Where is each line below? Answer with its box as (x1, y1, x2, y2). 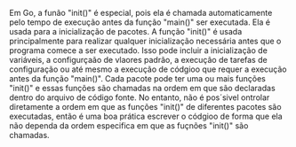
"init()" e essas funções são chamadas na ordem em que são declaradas (9, 83, 276, 93)
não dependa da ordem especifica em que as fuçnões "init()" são (9, 120, 249, 131)
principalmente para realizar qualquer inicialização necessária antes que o (9, 35, 282, 46)
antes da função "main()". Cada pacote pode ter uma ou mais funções (9, 73, 267, 83)
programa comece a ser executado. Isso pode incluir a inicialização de (9, 45, 268, 56)
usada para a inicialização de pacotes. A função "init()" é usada (9, 27, 243, 36)
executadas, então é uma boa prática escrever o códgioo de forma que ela (9, 111, 283, 121)
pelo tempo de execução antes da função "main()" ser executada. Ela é (9, 17, 271, 27)
